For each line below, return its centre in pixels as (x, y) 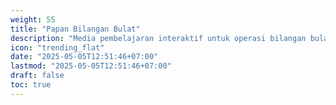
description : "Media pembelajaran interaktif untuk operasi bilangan (158, 38)
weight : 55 (33, 19)
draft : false (37, 76)
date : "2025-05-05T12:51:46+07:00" (84, 57)
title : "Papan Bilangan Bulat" (75, 29)
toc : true (31, 85)
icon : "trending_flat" (57, 47)
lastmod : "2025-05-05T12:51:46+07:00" (91, 66)
